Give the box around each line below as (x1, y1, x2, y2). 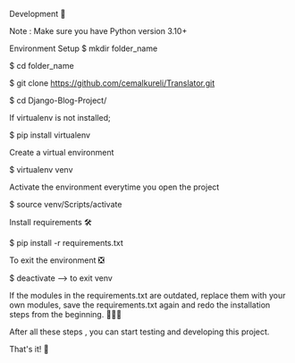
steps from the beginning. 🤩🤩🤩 (9, 309, 122, 319)
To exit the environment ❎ (9, 255, 105, 266)
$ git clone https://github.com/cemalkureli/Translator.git (9, 78, 215, 89)
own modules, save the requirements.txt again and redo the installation (9, 300, 271, 310)
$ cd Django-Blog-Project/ (9, 95, 107, 106)
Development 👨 (9, 9, 66, 19)
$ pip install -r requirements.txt (9, 238, 123, 248)
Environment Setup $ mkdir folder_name (9, 43, 158, 54)
